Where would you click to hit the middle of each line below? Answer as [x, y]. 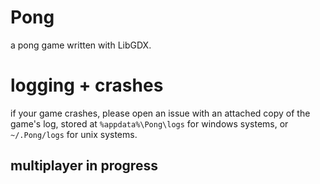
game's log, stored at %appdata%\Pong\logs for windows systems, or [149, 123]
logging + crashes [87, 85]
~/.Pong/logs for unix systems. [74, 134]
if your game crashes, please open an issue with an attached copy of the [160, 113]
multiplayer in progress [84, 166]
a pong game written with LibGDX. [81, 45]
